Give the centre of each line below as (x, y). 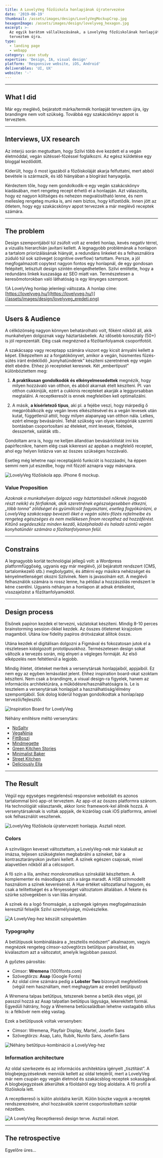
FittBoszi (21, 738)
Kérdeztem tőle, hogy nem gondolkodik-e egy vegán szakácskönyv (72, 185)
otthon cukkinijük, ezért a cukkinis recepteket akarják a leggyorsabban (83, 391)
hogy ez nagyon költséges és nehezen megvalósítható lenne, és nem (74, 196)
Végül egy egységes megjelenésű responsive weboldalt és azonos (72, 796)
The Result (22, 784)
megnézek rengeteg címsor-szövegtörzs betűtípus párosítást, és (70, 947)
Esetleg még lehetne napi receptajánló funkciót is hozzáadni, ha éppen (76, 460)
